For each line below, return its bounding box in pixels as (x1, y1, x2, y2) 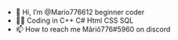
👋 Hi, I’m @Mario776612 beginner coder (15, 8, 145, 16)
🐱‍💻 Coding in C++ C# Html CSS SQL (15, 16, 134, 25)
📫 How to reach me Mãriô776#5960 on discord (15, 24, 171, 34)
